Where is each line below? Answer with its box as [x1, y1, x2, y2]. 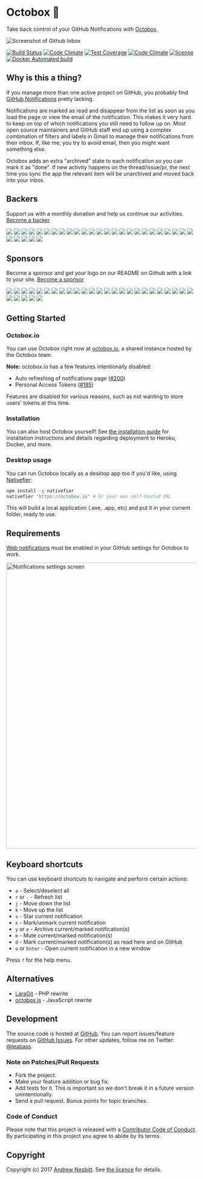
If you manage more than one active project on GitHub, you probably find [6, 89, 188, 96]
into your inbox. [6, 176, 45, 184]
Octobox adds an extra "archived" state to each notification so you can [6, 157, 183, 164]
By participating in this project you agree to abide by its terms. [6, 1132, 161, 1140]
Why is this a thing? [6, 72, 82, 83]
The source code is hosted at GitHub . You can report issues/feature [6, 1030, 175, 1037]
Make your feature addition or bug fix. [14, 1078, 110, 1085]
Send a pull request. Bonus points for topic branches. [14, 1097, 148, 1104]
